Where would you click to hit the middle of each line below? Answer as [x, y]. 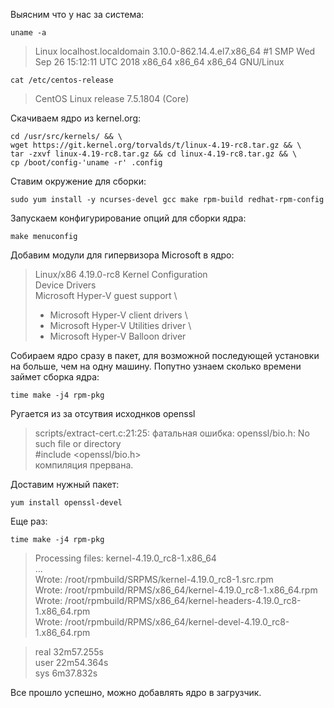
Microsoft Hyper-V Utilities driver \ [120, 325]
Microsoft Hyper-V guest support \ [106, 295]
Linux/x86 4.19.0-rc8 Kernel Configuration [121, 274]
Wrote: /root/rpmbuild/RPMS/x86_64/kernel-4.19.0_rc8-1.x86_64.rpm [176, 590]
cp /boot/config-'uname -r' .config [86, 163]
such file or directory [78, 443]
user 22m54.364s [71, 662]
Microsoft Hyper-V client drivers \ [118, 315]
